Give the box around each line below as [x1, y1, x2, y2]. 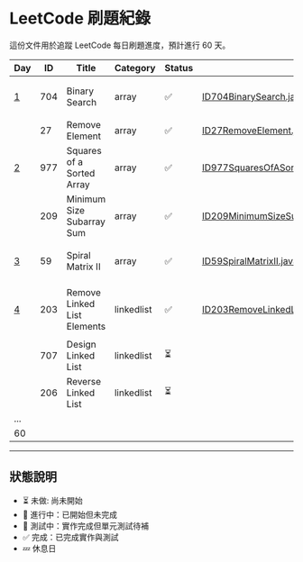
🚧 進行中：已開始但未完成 [22, 509, 117, 520]
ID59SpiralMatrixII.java [201, 254, 298, 267]
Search [66, 95, 97, 108]
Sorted [66, 167, 96, 179]
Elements [66, 320, 106, 332]
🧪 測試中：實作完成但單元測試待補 [22, 520, 149, 531]
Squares [66, 144, 102, 157]
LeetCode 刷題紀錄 [9, 8, 151, 29]
